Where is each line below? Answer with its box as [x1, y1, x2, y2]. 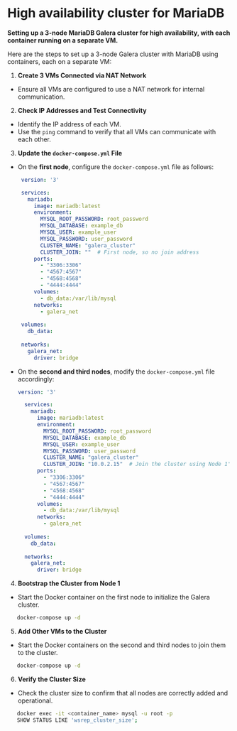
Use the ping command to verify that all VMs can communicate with [17, 127, 216, 136]
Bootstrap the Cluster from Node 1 [17, 579, 121, 587]
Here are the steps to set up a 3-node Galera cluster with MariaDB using [7, 50, 219, 58]
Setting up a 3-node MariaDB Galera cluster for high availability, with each [7, 28, 231, 37]
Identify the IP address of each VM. [17, 119, 122, 129]
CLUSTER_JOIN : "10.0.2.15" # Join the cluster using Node [43, 460, 221, 468]
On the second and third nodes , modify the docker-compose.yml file [17, 367, 215, 376]
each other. [17, 135, 52, 144]
